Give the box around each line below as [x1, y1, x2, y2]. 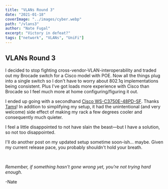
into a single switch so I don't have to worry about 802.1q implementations [5, 78, 159, 84]
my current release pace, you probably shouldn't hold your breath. [5, 144, 143, 150]
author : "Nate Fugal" [5, 26, 51, 31]
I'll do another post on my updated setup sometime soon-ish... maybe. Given [5, 139, 163, 145]
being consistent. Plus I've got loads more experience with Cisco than [5, 83, 149, 89]
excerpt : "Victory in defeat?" [5, 31, 71, 36]
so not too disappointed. [5, 129, 56, 135]
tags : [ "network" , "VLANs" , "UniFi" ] [5, 36, 84, 41]
